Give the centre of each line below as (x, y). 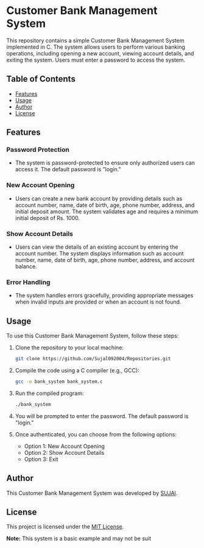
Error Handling (28, 282)
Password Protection (38, 150)
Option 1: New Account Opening (65, 446)
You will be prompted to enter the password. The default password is (102, 416)
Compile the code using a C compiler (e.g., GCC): (77, 371)
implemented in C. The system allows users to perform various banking (96, 47)
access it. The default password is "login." (68, 169)
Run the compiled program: (49, 393)
